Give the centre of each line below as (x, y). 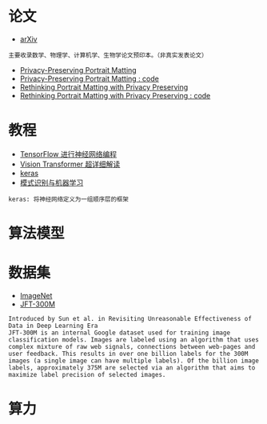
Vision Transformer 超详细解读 (70, 164)
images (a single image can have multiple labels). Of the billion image (134, 361)
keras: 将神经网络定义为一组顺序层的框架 (69, 199)
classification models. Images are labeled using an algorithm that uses (134, 340)
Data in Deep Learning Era (53, 326)
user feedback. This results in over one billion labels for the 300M (128, 354)
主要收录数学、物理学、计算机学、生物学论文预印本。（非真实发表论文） (108, 55)
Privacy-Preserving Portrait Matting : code (90, 78)
